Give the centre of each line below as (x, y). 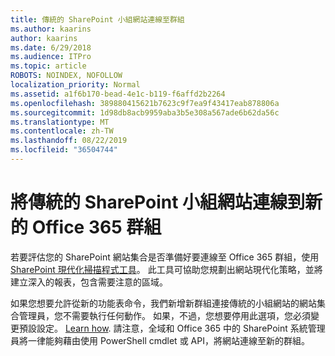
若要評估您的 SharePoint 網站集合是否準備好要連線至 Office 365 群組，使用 (165, 257)
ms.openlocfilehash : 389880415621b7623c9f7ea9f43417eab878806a (145, 103)
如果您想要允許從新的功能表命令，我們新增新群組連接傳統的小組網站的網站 (163, 303)
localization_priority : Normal (75, 85)
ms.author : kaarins (51, 29)
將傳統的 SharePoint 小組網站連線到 (158, 202)
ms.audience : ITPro (51, 57)
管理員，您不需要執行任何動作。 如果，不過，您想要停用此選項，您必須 (164, 315)
